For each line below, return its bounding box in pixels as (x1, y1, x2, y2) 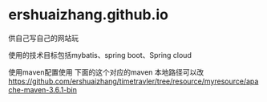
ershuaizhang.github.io (8, 6, 168, 24)
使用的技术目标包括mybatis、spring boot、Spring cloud (8, 50, 192, 59)
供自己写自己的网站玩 (8, 33, 79, 43)
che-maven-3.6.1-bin (8, 84, 78, 94)
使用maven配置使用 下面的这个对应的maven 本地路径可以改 (8, 67, 204, 77)
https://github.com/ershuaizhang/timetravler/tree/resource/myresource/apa (8, 76, 259, 86)
